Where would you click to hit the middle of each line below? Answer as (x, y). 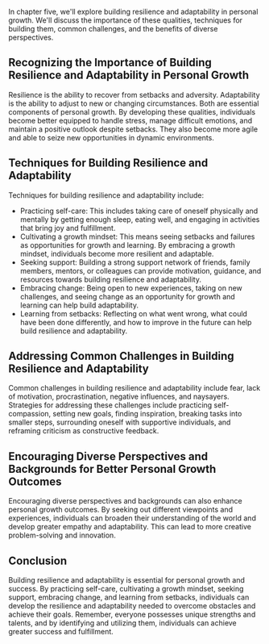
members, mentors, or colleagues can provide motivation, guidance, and (141, 270)
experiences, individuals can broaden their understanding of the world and (132, 518)
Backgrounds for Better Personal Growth (112, 468)
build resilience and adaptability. (74, 331)
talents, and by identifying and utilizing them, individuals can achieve (123, 623)
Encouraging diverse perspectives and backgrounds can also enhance (126, 501)
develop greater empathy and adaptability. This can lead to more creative (130, 527)
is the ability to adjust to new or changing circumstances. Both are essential (134, 103)
